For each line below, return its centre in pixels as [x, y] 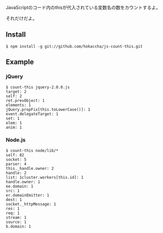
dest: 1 [14, 200]
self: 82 [15, 155]
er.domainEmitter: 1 [28, 195]
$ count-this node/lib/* [32, 150]
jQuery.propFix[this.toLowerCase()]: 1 [48, 109]
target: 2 [16, 92]
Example [20, 62]
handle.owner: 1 [23, 182]
